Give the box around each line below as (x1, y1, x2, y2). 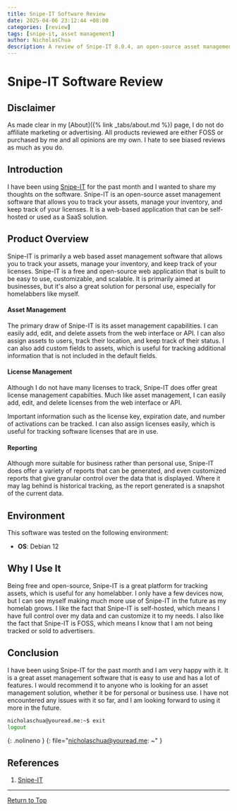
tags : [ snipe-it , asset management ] (7, 30, 115, 38)
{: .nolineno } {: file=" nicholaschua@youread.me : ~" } (7, 737, 163, 745)
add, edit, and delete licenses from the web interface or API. (7, 398, 182, 407)
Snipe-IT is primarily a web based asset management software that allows (7, 252, 223, 260)
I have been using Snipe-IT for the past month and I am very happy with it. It (7, 666, 229, 674)
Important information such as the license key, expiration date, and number (7, 412, 226, 421)
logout (7, 723, 27, 731)
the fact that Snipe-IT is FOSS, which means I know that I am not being (7, 619, 213, 627)
